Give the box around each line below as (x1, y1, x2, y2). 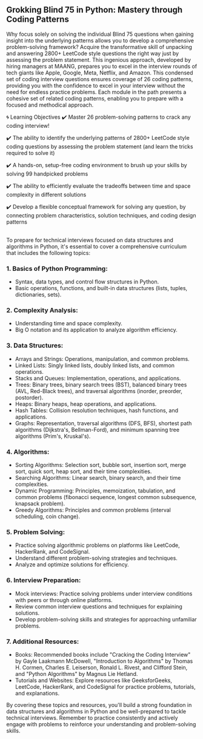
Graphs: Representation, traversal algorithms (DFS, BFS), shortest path (15, 419, 192, 426)
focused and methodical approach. (6, 101, 94, 108)
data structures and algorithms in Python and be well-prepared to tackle (6, 708, 187, 715)
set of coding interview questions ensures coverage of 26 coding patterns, (6, 75, 193, 82)
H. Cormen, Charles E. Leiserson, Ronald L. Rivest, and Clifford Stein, (15, 663, 188, 671)
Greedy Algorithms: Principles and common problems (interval (15, 506, 171, 514)
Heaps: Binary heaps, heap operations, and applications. (15, 400, 157, 408)
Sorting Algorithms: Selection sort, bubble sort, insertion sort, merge (15, 462, 187, 468)
